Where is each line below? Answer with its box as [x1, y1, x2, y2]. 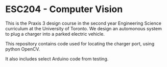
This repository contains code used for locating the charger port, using [5, 40, 155, 46]
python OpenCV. [5, 46, 40, 52]
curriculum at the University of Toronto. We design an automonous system [5, 25, 162, 31]
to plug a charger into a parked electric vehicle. [5, 31, 105, 37]
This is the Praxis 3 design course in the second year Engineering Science [5, 20, 162, 26]
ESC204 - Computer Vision [5, 4, 123, 15]
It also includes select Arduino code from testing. [5, 55, 109, 61]
